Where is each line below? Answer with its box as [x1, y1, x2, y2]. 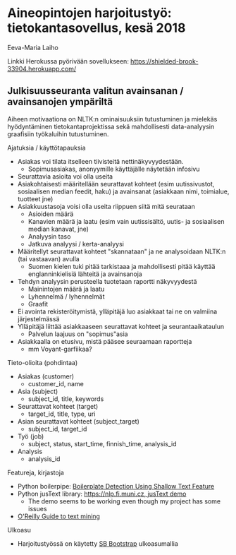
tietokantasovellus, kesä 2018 [7, 20, 186, 36]
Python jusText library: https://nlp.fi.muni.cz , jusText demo [17, 489, 187, 498]
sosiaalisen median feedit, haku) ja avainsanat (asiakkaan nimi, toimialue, [17, 187, 230, 196]
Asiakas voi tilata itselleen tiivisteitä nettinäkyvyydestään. [17, 157, 184, 165]
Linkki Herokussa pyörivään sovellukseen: [7, 56, 129, 65]
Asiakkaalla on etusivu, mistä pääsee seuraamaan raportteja [17, 337, 192, 345]
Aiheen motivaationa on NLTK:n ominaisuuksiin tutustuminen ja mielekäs [7, 114, 218, 123]
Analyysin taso [27, 232, 71, 241]
